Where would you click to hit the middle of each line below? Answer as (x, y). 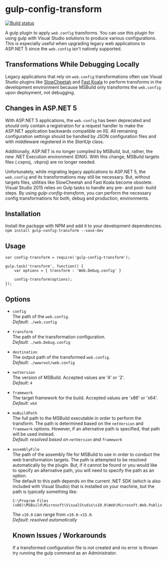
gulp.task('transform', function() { (44, 266)
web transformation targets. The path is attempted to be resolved (80, 460)
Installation (23, 214)
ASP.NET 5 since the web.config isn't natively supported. (64, 49)
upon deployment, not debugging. (40, 92)
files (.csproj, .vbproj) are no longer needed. (50, 162)
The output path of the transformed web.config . (61, 357)
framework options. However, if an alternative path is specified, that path (86, 429)
